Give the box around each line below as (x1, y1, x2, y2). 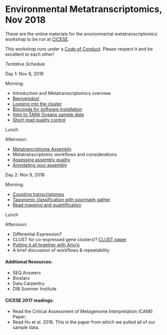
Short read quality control (12, 117, 66, 123)
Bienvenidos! (12, 95, 40, 101)
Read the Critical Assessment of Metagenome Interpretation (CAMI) (12, 308, 153, 314)
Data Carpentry (12, 280, 45, 287)
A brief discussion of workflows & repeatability (12, 247, 110, 253)
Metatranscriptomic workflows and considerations (12, 151, 117, 157)
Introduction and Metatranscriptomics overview (12, 90, 111, 96)
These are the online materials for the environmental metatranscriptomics (5, 31, 157, 37)
